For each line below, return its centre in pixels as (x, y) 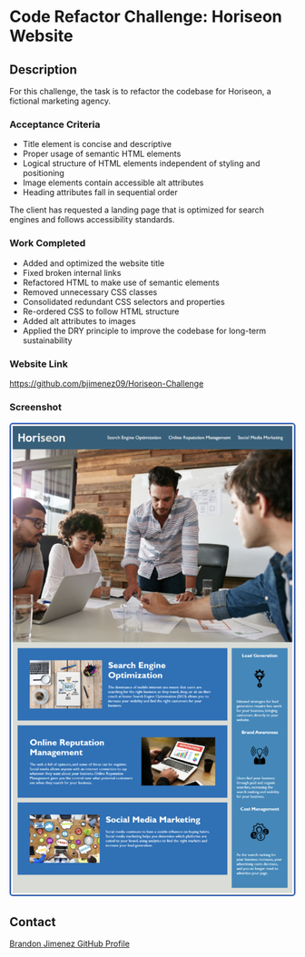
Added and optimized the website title (93, 263)
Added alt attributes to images (79, 321)
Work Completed (48, 243)
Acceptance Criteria (55, 124)
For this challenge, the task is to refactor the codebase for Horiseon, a (141, 91)
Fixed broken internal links (72, 272)
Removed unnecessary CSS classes (90, 291)
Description (43, 69)
